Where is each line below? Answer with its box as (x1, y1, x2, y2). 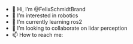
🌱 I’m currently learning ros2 (11, 18, 83, 25)
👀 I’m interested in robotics (11, 12, 78, 19)
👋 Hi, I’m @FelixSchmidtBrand (11, 6, 86, 12)
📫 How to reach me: (11, 32, 64, 38)
